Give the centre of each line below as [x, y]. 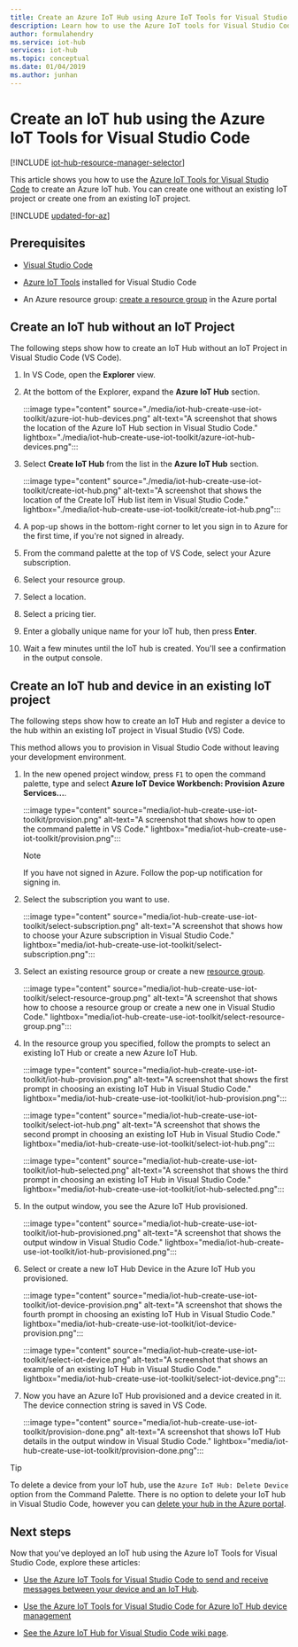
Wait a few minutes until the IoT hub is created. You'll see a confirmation [154, 649]
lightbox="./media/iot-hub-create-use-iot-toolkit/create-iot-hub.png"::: [152, 510]
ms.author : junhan [44, 75]
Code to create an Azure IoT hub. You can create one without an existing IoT [149, 189]
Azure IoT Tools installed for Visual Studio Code [110, 282]
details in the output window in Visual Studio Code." [117, 1441]
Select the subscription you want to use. [96, 900]
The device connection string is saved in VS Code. [115, 1405]
